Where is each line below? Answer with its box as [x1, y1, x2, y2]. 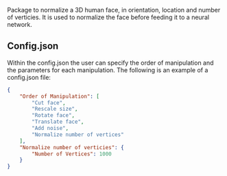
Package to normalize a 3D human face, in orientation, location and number [7, 6, 221, 14]
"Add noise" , [32, 125, 69, 132]
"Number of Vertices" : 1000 [32, 151, 112, 157]
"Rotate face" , [32, 112, 75, 119]
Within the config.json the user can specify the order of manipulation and [7, 58, 214, 67]
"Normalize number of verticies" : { [19, 144, 125, 151]
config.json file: [7, 73, 51, 81]
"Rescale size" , [32, 106, 78, 113]
